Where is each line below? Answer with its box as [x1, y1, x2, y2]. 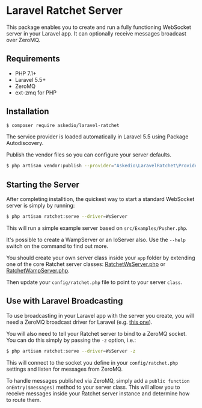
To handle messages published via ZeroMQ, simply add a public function [6, 377, 190, 384]
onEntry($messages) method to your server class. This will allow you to [6, 383, 180, 391]
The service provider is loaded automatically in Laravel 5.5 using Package [6, 133, 189, 140]
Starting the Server [6, 179, 80, 190]
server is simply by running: [6, 202, 75, 209]
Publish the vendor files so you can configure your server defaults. [6, 151, 171, 158]
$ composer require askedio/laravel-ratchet [6, 122, 120, 128]
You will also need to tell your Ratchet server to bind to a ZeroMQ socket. [6, 330, 188, 337]
